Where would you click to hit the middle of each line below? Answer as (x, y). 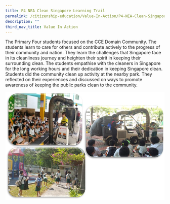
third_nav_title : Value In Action (42, 27)
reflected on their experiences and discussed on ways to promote (74, 80)
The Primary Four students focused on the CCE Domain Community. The (81, 42)
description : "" (22, 21)
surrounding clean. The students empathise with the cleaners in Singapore (83, 63)
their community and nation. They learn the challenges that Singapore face (83, 53)
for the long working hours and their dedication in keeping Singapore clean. (84, 69)
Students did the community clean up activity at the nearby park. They (79, 74)
